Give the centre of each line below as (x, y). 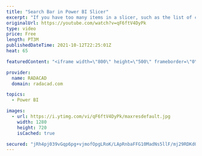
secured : (17, 144)
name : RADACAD (29, 78)
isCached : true (36, 133)
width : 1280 (32, 122)
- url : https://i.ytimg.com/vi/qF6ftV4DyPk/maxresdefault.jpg (91, 116)
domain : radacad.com (37, 84)
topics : (16, 94)
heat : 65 (17, 51)
